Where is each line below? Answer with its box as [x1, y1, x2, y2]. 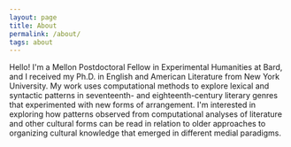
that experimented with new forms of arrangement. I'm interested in [9, 99, 257, 111]
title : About [9, 21, 57, 30]
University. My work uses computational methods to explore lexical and [9, 81, 270, 91]
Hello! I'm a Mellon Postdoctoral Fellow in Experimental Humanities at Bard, [9, 62, 283, 73]
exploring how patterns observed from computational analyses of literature [9, 109, 283, 120]
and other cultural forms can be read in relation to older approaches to [9, 119, 266, 129]
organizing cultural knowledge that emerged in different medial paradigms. [9, 128, 281, 138]
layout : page [9, 12, 57, 22]
